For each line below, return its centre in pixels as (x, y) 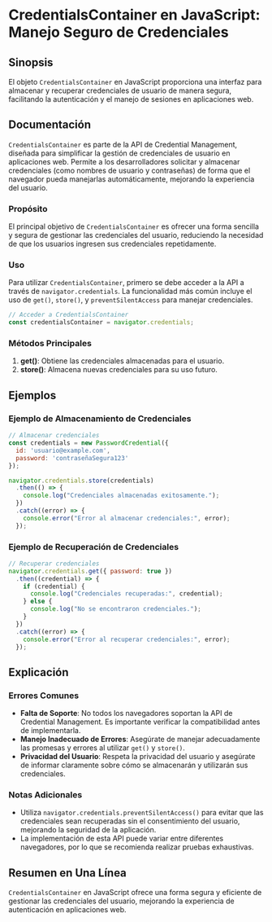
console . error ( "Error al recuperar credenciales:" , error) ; (127, 639)
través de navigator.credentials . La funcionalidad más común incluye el (130, 292)
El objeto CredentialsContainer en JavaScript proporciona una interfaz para (135, 82)
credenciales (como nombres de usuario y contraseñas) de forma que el (130, 170)
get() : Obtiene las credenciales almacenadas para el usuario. (122, 361)
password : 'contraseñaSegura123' (72, 458)
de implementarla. (50, 731)
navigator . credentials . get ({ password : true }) (91, 571)
